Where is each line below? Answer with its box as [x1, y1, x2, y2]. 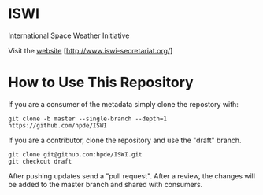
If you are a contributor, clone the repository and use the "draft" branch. [8, 135, 242, 145]
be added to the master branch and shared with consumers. [8, 179, 203, 189]
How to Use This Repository [8, 74, 194, 91]
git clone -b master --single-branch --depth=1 [8, 115, 168, 123]
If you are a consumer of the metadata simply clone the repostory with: [8, 99, 239, 109]
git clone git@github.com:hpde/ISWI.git [8, 150, 143, 158]
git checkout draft [8, 157, 72, 165]
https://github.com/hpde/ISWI [8, 121, 108, 130]
